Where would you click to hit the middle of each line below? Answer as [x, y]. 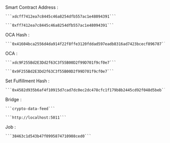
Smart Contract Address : [32, 7]
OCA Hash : [17, 35]
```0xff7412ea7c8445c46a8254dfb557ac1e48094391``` [60, 25]
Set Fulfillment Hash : [27, 81]
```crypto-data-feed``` [30, 109]
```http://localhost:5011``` [36, 118]
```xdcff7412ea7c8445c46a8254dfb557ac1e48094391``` [61, 17]
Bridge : [13, 100]
